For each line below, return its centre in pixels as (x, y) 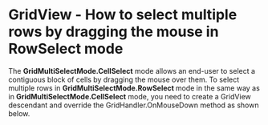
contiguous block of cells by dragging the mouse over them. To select (124, 79)
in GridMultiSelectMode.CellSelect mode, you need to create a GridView (130, 96)
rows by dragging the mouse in (114, 32)
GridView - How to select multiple (123, 15)
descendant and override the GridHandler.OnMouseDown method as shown (134, 105)
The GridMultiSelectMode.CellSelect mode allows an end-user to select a (132, 71)
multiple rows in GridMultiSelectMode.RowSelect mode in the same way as (134, 88)
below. (19, 113)
